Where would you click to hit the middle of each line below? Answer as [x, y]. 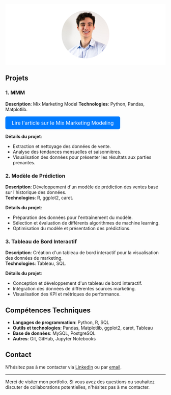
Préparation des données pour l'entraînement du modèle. [73, 217]
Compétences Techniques [48, 310]
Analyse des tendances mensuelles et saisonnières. [67, 152]
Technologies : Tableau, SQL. [36, 263]
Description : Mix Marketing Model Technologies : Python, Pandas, [75, 104]
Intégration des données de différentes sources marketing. [74, 289]
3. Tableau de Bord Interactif [41, 241]
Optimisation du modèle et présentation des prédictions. [72, 228]
